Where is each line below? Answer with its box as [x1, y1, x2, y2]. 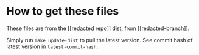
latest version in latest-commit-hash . [6, 43, 99, 50]
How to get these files [6, 4, 119, 18]
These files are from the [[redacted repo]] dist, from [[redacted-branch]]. [6, 24, 190, 32]
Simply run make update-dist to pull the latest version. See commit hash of [6, 36, 193, 43]
